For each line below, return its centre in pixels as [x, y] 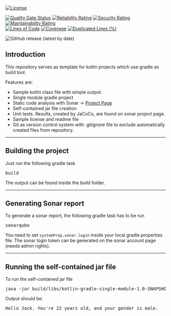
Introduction [25, 54]
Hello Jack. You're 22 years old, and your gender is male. [82, 308]
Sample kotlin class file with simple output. [57, 92]
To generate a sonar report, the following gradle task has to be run [75, 216]
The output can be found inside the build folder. [55, 183]
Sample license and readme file [46, 119]
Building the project [37, 151]
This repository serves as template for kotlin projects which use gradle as [82, 67]
